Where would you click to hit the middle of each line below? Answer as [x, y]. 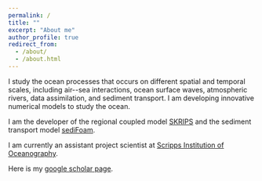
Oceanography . [33, 153]
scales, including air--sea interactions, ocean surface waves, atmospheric [128, 89]
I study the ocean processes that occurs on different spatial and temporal [127, 81]
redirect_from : [33, 45]
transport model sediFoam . [52, 129]
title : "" [24, 23]
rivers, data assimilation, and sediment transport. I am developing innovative [131, 98]
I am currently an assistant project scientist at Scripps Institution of [116, 145]
